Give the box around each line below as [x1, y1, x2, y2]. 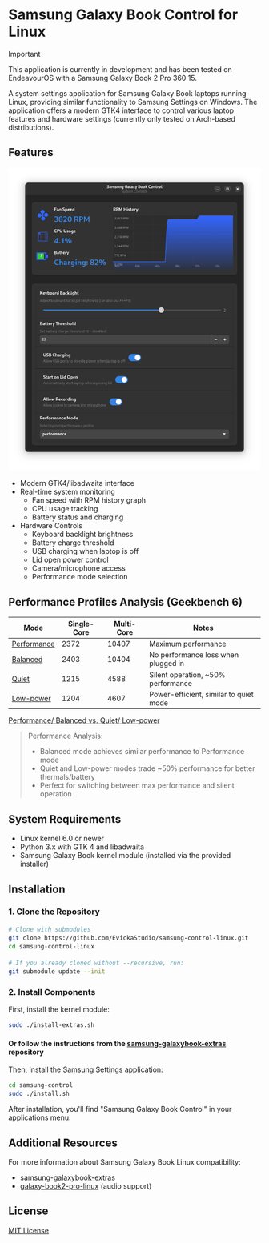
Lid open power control [31, 555, 110, 565]
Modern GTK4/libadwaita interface [19, 479, 134, 488]
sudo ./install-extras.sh [8, 1021, 94, 1029]
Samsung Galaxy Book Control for [8, 6, 239, 24]
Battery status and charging [31, 512, 124, 522]
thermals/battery [39, 772, 96, 782]
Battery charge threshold [31, 538, 114, 547]
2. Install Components [8, 986, 96, 997]
